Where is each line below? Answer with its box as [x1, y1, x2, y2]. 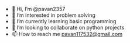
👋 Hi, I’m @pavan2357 [11, 6, 66, 12]
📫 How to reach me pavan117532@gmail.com [11, 31, 123, 37]
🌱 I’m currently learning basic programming [11, 18, 117, 24]
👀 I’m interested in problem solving [11, 12, 95, 19]
